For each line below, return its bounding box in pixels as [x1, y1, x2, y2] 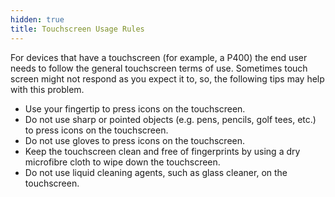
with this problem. [10, 83, 85, 95]
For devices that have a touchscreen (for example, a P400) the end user [10, 51, 308, 63]
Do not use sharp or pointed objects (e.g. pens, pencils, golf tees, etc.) [24, 113, 317, 125]
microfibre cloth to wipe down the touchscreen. [24, 156, 221, 168]
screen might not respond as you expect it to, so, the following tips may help [10, 72, 325, 85]
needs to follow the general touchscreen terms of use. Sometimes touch [10, 62, 308, 74]
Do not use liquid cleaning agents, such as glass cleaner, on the [24, 166, 288, 178]
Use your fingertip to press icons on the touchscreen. [24, 102, 246, 115]
